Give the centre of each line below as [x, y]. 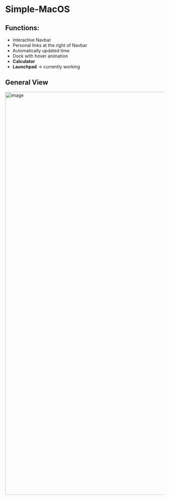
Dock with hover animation [40, 56]
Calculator [24, 61]
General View [27, 82]
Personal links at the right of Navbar [50, 45]
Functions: [22, 28]
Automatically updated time [41, 51]
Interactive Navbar [32, 40]
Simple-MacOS [38, 9]
